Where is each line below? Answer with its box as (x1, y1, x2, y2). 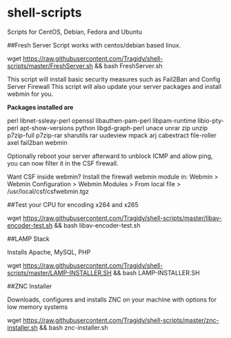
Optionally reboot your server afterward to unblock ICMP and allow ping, (7, 152, 213, 160)
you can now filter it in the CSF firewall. (7, 159, 119, 167)
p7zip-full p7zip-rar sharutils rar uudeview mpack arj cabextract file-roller (7, 131, 217, 139)
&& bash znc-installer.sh (39, 323, 108, 332)
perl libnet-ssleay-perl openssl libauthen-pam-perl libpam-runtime (7, 116, 197, 125)
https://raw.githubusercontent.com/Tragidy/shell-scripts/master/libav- (23, 214, 222, 222)
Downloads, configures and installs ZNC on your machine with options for (7, 295, 217, 304)
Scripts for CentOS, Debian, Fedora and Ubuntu (7, 28, 143, 36)
